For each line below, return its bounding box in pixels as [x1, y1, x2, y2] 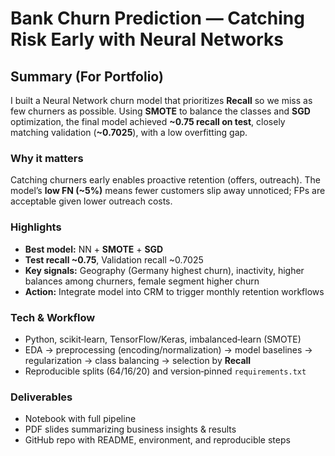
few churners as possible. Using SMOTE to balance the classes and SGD [10, 105, 311, 117]
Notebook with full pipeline [24, 413, 137, 425]
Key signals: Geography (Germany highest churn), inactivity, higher [24, 264, 305, 276]
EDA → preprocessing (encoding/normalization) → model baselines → [24, 343, 313, 356]
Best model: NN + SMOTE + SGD [24, 243, 164, 255]
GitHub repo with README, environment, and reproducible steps [24, 434, 291, 446]
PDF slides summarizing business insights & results [24, 423, 237, 436]
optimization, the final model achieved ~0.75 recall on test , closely [10, 116, 286, 127]
